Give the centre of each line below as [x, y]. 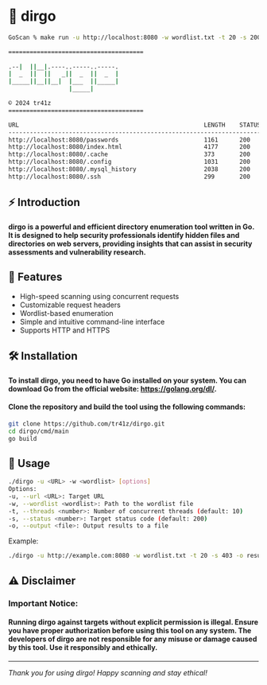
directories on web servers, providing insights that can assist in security [130, 243]
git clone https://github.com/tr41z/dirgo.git [87, 424]
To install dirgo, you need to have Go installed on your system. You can [127, 380]
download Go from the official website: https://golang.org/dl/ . [112, 388]
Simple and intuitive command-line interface [92, 321]
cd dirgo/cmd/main [39, 431]
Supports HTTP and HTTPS [65, 330]
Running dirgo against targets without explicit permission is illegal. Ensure [133, 622]
